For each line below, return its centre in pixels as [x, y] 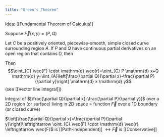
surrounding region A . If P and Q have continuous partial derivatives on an [81, 48]
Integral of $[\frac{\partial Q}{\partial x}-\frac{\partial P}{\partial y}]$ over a [82, 98]
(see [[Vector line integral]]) [33, 89]
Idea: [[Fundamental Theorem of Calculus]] [49, 24]
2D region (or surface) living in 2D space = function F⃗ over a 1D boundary [81, 104]
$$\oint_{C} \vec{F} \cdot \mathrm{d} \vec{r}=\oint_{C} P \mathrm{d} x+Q [83, 71]
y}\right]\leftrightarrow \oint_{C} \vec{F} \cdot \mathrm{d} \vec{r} [72, 124]
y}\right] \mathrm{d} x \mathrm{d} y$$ [92, 81]
